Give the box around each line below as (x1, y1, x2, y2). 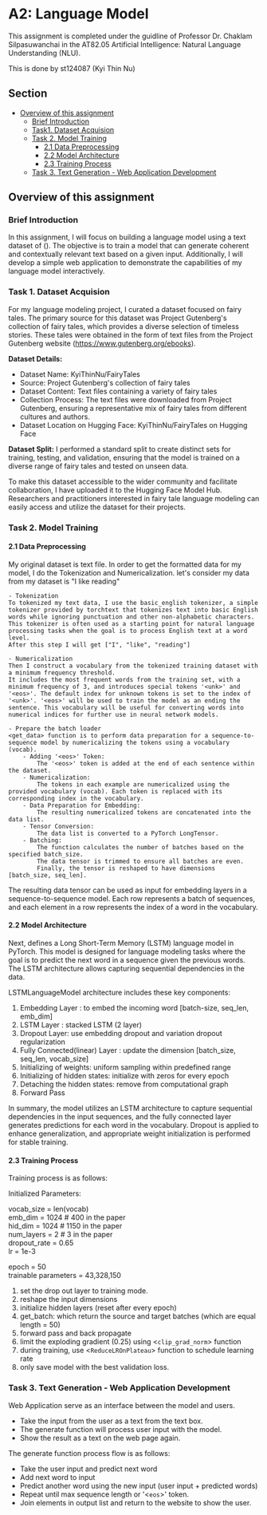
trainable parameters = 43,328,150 (8, 1271, 122, 1280)
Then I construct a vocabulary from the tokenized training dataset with (8, 662, 259, 670)
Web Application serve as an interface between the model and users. (8, 1400, 235, 1410)
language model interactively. (8, 267, 105, 276)
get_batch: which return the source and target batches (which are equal (19, 1311, 257, 1321)
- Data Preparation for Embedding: (22, 801, 141, 809)
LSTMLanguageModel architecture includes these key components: (8, 987, 231, 998)
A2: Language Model (8, 5, 149, 23)
